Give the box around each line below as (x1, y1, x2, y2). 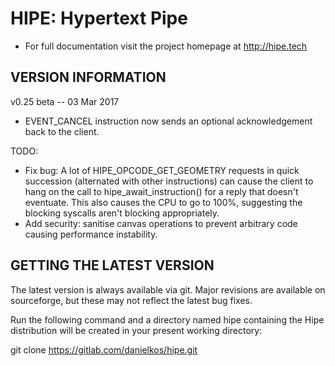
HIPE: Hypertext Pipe (10, 7, 188, 30)
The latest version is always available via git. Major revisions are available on (10, 283, 326, 296)
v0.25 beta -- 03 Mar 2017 (10, 95, 120, 107)
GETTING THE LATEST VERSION (10, 257, 215, 274)
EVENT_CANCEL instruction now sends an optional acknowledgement (24, 115, 313, 127)
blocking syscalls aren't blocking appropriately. (24, 207, 220, 219)
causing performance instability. (24, 228, 158, 240)
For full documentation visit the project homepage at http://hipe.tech (24, 40, 308, 52)
